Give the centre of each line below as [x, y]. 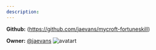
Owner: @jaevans [29, 40]
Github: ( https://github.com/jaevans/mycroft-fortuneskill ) [78, 29]
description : [23, 12]
